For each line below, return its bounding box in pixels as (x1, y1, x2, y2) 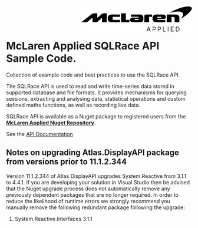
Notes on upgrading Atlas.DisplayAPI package (6, 148, 180, 158)
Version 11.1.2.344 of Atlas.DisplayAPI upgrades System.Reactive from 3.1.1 (6, 172, 187, 180)
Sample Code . (6, 52, 77, 65)
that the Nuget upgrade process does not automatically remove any (6, 185, 170, 192)
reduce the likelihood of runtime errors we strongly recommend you (6, 197, 171, 204)
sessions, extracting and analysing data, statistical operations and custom (6, 95, 186, 102)
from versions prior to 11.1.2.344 (6, 157, 127, 167)
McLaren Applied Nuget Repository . (6, 119, 96, 126)
